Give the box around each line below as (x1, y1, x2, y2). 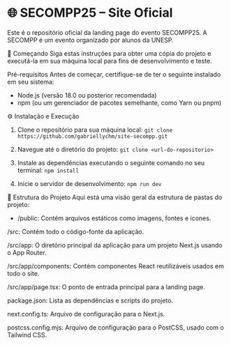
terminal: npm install (17, 166, 79, 174)
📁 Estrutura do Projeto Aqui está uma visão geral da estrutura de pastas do (7, 193, 223, 201)
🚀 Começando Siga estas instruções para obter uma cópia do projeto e (7, 49, 211, 57)
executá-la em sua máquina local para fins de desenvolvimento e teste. (7, 56, 212, 65)
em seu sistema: (7, 77, 54, 86)
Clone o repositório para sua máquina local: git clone (17, 125, 173, 134)
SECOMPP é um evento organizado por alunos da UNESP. (7, 36, 174, 44)
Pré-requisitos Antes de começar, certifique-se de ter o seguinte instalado (7, 70, 221, 78)
